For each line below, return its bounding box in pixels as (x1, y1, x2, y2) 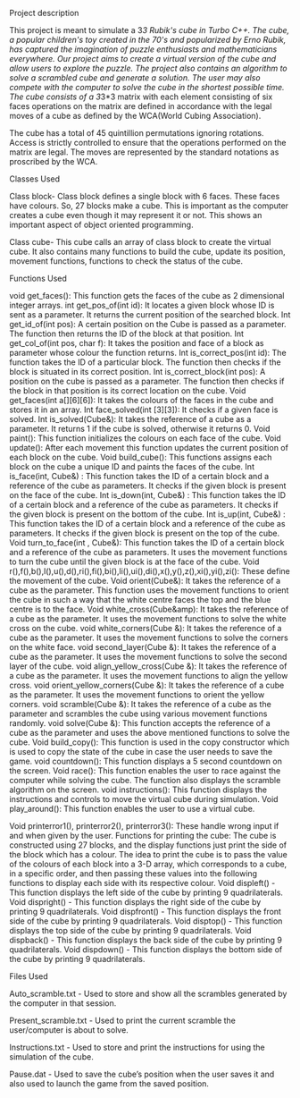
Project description (9, 8, 79, 18)
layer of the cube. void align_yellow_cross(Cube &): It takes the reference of (9, 661, 287, 671)
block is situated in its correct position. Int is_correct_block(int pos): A (9, 367, 266, 376)
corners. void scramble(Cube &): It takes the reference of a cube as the (9, 699, 272, 709)
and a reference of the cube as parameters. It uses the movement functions (9, 547, 287, 557)
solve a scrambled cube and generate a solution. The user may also (9, 72, 261, 83)
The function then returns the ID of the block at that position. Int (9, 328, 244, 339)
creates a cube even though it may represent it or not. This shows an (9, 210, 262, 220)
